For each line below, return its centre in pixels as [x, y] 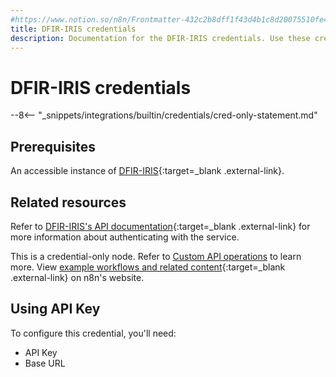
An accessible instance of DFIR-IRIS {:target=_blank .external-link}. [147, 171]
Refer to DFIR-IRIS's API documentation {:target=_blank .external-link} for [160, 226]
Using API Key [55, 309]
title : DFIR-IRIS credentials [73, 29]
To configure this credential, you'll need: [93, 333]
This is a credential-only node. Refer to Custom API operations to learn [156, 256]
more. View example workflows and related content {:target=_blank [148, 267]
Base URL [45, 363]
